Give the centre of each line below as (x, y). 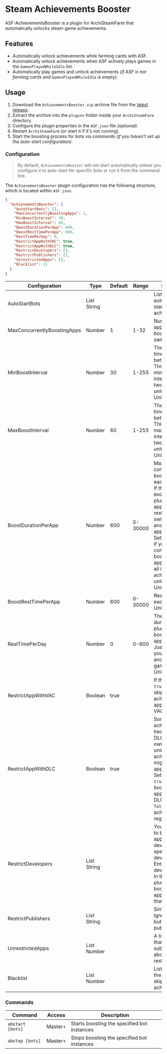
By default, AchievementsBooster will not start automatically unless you (89, 165)
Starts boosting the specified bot (109, 1024)
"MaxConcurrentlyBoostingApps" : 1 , (51, 214)
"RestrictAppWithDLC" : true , (44, 246)
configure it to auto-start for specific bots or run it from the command (88, 170)
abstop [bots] (24, 1041)
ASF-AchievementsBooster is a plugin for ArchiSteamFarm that (70, 23)
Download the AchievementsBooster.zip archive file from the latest (80, 104)
